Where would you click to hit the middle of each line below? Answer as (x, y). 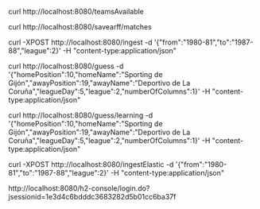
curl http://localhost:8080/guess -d (66, 66)
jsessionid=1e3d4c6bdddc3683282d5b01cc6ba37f (92, 197)
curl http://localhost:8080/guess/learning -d (81, 115)
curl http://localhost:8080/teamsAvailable (76, 12)
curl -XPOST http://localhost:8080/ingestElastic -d (91, 164)
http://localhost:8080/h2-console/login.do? (79, 188)
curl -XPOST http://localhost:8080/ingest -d (80, 42)
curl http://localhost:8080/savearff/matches (80, 27)
